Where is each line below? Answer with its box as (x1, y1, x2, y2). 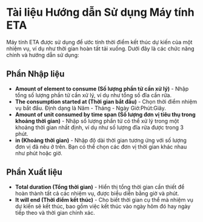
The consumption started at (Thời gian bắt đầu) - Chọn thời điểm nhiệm (15, 98, 198, 105)
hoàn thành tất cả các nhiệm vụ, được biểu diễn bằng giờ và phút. (15, 189, 179, 197)
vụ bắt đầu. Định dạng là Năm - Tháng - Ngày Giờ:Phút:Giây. (15, 104, 167, 112)
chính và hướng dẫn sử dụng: (6, 51, 79, 58)
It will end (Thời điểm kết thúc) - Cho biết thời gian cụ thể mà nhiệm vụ (15, 196, 194, 203)
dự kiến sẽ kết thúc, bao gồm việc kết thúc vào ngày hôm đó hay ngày (15, 203, 191, 210)
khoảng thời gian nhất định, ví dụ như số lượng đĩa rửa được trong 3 (15, 124, 184, 131)
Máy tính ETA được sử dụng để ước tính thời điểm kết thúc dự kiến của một (6, 38, 193, 45)
